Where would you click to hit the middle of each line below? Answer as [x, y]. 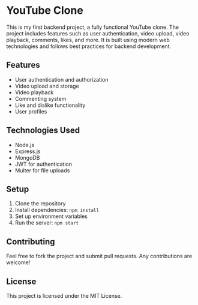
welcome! [18, 262]
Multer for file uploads [42, 170]
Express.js [28, 151]
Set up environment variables [51, 216]
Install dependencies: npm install [57, 210]
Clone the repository [40, 204]
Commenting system [40, 98]
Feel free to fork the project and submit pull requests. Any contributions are [99, 256]
